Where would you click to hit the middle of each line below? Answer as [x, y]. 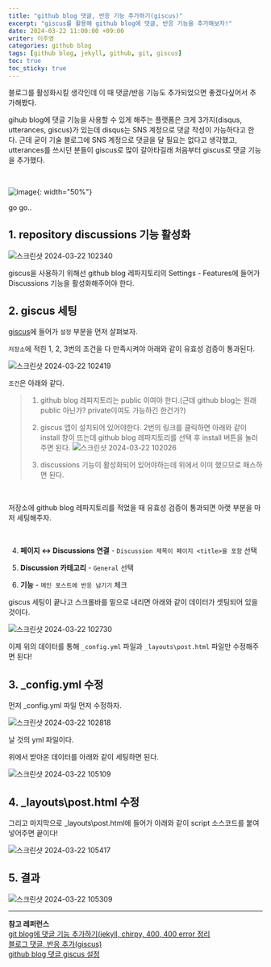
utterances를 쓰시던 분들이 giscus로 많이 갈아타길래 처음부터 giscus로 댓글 [127, 149]
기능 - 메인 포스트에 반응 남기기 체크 [73, 585]
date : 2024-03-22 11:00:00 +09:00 [67, 31]
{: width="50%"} [65, 191]
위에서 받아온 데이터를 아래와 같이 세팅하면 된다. [84, 757]
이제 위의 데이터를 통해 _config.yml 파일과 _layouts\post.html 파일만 [120, 647]
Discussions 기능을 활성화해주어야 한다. [71, 283]
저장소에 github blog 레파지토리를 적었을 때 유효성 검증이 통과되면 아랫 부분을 [130, 508]
